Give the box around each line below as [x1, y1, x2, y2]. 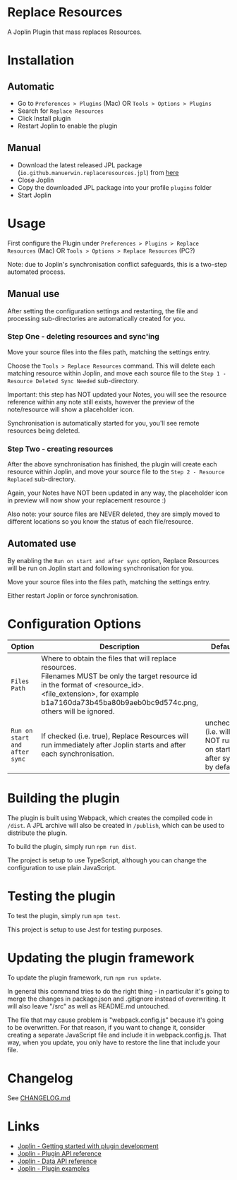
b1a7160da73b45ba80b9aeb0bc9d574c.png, [41, 697, 199, 707]
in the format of [41, 680, 92, 690]
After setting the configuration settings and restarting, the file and [7, 306, 198, 315]
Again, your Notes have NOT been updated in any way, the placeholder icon [7, 488, 228, 498]
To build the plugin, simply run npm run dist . [7, 842, 137, 850]
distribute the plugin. [7, 829, 68, 837]
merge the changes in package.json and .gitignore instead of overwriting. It [7, 994, 226, 1003]
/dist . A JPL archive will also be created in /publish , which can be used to [7, 821, 225, 829]
